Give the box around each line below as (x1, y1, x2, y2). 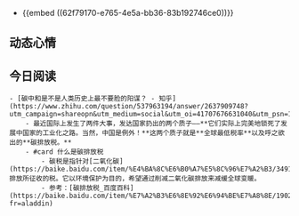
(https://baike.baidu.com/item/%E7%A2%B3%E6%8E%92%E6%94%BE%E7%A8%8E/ (9, 191, 277, 201)
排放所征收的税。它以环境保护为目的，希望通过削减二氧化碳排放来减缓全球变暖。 (9, 174, 261, 183)
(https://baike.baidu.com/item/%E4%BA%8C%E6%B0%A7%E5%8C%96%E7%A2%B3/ (9, 164, 277, 174)
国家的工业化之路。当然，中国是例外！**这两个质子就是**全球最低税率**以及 (21, 129, 265, 138)
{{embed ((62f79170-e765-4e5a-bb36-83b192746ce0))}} (21, 8, 234, 18)
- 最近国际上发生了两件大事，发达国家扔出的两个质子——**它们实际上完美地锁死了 (25, 119, 281, 128)
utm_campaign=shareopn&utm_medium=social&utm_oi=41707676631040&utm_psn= (9, 110, 289, 119)
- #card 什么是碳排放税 (25, 148, 104, 156)
